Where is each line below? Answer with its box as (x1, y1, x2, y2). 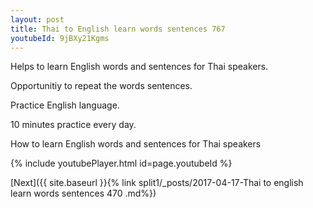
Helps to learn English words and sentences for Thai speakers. (10, 61, 269, 73)
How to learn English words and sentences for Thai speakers (10, 138, 262, 150)
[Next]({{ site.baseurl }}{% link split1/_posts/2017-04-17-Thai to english (10, 177, 304, 189)
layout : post (10, 14, 65, 25)
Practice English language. (10, 99, 120, 111)
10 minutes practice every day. (10, 119, 137, 131)
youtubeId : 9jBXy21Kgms (10, 33, 110, 43)
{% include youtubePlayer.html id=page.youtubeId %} (10, 157, 233, 170)
